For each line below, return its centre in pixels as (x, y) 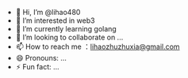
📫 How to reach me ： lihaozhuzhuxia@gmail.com (98, 46)
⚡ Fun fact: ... (37, 67)
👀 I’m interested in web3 (55, 20)
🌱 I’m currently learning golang (66, 29)
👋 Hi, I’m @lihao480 (48, 12)
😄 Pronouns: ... (41, 58)
